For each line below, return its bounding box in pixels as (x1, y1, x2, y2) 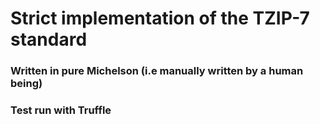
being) (10, 77, 43, 91)
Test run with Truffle (10, 103, 112, 117)
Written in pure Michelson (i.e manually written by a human (10, 64, 304, 78)
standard (10, 28, 88, 51)
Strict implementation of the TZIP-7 (10, 7, 310, 30)
